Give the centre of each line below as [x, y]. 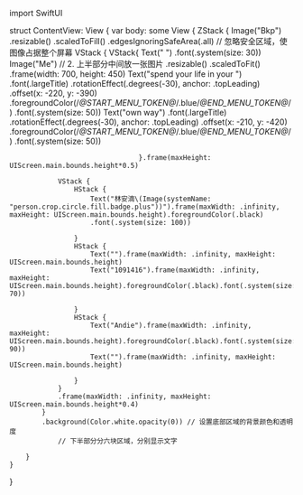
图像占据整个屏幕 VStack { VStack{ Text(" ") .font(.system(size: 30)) [135, 52]
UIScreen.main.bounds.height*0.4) [74, 405]
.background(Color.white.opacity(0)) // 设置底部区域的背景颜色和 [161, 422]
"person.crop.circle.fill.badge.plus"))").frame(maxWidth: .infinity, [145, 207]
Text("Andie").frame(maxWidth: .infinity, [171, 325]
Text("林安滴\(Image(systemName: [151, 199]
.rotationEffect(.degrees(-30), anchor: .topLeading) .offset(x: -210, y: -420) [148, 122]
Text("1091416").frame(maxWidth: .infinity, [174, 270]
